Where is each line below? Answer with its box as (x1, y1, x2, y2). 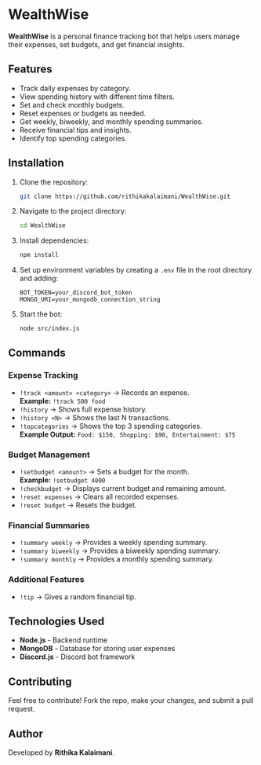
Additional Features (8, 574, 85, 585)
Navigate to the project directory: (19, 207, 127, 216)
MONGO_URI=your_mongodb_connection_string (19, 296, 161, 304)
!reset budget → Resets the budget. (19, 500, 137, 510)
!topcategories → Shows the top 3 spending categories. (19, 421, 202, 430)
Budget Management (8, 449, 90, 460)
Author (8, 727, 43, 740)
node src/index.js (19, 324, 80, 333)
